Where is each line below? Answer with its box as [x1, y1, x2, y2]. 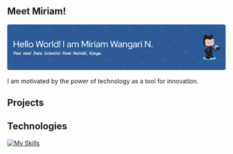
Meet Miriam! [7, 6, 67, 17]
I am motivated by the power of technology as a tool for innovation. [7, 76, 199, 85]
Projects [7, 97, 44, 109]
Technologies [7, 121, 68, 132]
